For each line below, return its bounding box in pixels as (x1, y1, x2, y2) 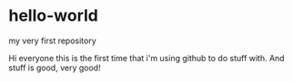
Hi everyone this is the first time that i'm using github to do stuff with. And (8, 52, 285, 63)
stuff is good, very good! (8, 62, 101, 73)
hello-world (8, 5, 99, 26)
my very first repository (8, 35, 96, 46)
